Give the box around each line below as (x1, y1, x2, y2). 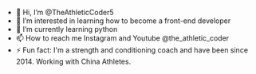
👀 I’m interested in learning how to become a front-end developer (15, 16, 231, 25)
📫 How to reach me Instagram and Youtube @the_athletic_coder (15, 33, 230, 43)
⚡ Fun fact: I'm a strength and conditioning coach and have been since (15, 45, 249, 55)
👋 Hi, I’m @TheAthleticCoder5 (15, 8, 114, 17)
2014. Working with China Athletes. (15, 56, 132, 66)
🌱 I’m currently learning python (15, 25, 118, 33)
